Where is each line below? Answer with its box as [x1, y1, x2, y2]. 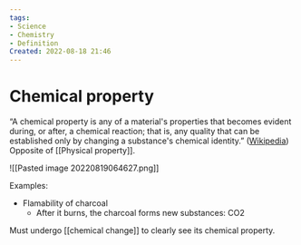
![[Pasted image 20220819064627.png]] [9, 162, 160, 173]
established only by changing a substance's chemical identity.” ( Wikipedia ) [9, 135, 289, 146]
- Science [9, 22, 47, 31]
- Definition [9, 38, 59, 48]
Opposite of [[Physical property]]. [9, 145, 136, 156]
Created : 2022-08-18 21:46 [9, 47, 112, 56]
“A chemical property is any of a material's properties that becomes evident [9, 116, 292, 127]
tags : [9, 13, 30, 23]
